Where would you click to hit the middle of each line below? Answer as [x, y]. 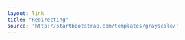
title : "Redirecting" [38, 20]
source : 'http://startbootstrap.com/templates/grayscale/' [93, 26]
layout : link [26, 13]
